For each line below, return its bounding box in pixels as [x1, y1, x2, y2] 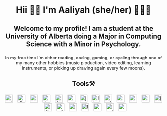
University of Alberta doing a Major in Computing [5, 32, 162, 40]
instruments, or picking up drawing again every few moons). [21, 65, 146, 71]
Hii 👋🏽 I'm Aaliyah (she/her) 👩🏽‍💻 [16, 4, 151, 16]
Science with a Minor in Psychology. [26, 40, 141, 48]
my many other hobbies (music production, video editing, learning [16, 59, 151, 66]
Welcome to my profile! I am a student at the [14, 24, 153, 33]
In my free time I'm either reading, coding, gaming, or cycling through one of [5, 55, 162, 60]
